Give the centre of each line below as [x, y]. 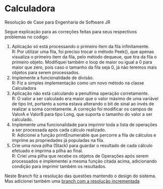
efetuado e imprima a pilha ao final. [47, 151]
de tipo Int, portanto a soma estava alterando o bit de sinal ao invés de [83, 104]
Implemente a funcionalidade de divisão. [53, 78]
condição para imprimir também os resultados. [59, 166]
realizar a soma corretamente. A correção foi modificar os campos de [82, 109]
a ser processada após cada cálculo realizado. [59, 130]
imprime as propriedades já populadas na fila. [58, 140]
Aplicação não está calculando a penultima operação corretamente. [80, 93]
